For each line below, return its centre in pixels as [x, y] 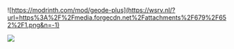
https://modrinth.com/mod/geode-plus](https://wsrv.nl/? [94, 10]
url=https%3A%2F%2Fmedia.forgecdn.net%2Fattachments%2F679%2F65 [117, 17]
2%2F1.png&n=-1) [33, 25]
